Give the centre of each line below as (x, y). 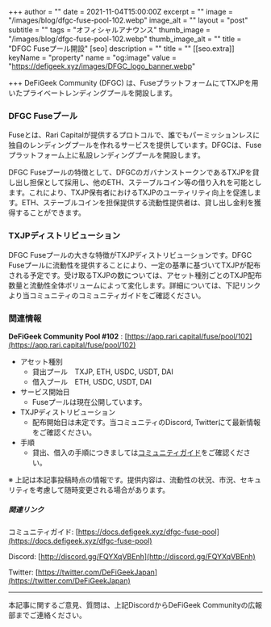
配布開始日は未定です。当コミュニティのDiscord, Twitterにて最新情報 (146, 422)
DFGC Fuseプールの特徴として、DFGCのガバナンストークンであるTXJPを (130, 172)
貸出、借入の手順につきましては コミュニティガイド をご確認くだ (138, 452)
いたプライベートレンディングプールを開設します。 (93, 93)
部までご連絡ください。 (47, 615)
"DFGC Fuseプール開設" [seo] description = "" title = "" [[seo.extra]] (122, 48)
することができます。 (50, 213)
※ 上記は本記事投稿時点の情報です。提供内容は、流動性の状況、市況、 (124, 479)
